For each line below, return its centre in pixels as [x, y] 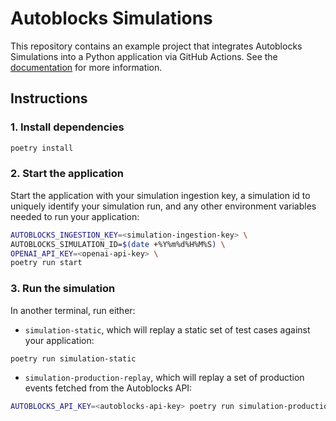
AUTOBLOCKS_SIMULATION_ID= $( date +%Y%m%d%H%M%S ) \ [118, 244]
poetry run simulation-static [73, 358]
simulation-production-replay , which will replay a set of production [164, 378]
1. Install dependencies [67, 127]
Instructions [49, 98]
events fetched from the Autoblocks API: [108, 388]
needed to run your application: [75, 216]
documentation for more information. [86, 67]
